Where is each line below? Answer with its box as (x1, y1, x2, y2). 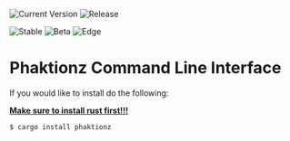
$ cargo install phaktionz (9, 122, 112, 131)
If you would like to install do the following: (9, 87, 169, 99)
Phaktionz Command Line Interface (9, 58, 282, 79)
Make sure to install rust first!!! (9, 105, 129, 116)
